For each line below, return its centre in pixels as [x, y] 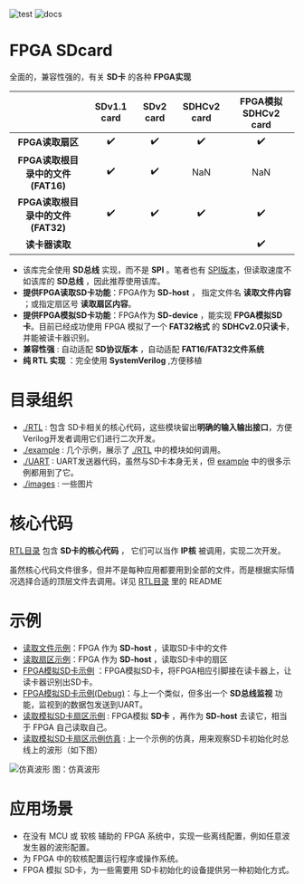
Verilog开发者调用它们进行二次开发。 [91, 438]
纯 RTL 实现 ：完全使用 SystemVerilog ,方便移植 [112, 360]
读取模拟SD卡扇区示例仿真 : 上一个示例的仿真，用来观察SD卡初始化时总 [156, 738]
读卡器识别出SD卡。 [60, 682]
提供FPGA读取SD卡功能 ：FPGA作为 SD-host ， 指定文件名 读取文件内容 [157, 292]
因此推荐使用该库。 [129, 281]
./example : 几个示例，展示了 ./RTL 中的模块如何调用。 [124, 449]
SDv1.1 [111, 106]
